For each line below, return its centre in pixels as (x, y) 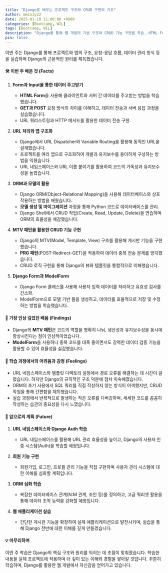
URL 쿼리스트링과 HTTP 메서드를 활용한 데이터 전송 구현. (75, 120)
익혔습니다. (40, 160)
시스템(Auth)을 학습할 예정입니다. (58, 445)
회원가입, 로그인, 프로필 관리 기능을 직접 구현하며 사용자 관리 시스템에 (87, 467)
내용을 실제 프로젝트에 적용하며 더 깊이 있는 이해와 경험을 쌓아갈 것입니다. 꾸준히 (83, 558)
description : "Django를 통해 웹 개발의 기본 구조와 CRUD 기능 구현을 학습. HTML (81, 33)
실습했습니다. (33, 114)
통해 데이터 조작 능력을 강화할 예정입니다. (60, 500)
